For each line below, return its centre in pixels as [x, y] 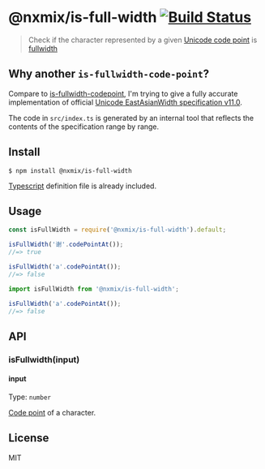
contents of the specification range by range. [84, 127]
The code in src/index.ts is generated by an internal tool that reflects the [131, 118]
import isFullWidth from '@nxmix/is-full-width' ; [94, 289]
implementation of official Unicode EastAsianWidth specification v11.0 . [126, 102]
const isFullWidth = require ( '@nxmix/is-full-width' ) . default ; [118, 230]
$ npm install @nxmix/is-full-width [70, 170]
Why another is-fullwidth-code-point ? [109, 74]
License [29, 438]
